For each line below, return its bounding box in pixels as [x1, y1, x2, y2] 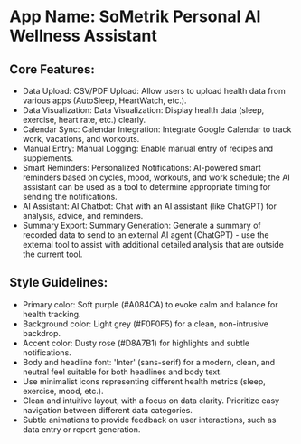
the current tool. [22, 249, 83, 260]
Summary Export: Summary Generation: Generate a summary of [22, 220, 261, 231]
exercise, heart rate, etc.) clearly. [22, 115, 146, 125]
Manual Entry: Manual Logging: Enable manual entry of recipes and [22, 143, 274, 154]
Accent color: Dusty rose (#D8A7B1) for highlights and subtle [22, 337, 250, 348]
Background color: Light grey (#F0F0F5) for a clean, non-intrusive [22, 318, 269, 329]
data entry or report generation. [22, 423, 141, 435]
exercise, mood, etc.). [22, 385, 104, 396]
